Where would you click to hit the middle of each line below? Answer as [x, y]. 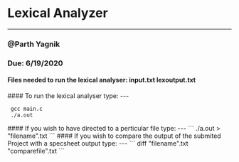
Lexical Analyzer [58, 13]
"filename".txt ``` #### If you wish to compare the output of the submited [115, 136]
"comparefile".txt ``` [36, 151]
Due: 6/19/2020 [35, 63]
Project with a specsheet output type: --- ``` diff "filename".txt [98, 143]
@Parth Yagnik [34, 44]
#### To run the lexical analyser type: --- [68, 96]
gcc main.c [26, 109]
